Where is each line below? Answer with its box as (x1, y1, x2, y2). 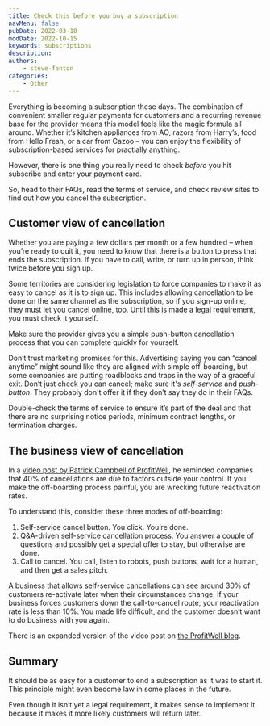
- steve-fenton (23, 65, 74, 73)
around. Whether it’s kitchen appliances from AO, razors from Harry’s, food (8, 127, 257, 137)
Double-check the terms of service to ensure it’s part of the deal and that (8, 403, 251, 413)
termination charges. (8, 421, 77, 430)
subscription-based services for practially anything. (8, 145, 181, 154)
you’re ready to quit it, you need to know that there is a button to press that (8, 246, 257, 256)
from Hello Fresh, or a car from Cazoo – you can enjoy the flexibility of (8, 136, 242, 145)
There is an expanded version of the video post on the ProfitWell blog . (8, 631, 241, 640)
